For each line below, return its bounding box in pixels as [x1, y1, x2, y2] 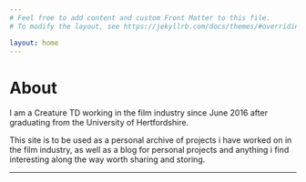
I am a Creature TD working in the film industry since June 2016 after [9, 107, 269, 118]
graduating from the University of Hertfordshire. [9, 117, 189, 128]
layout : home [9, 38, 59, 47]
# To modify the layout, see [9, 22, 120, 31]
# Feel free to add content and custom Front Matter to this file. [9, 13, 271, 23]
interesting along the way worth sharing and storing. [9, 154, 206, 165]
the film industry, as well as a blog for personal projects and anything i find [9, 145, 290, 156]
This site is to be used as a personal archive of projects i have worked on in [9, 135, 292, 146]
